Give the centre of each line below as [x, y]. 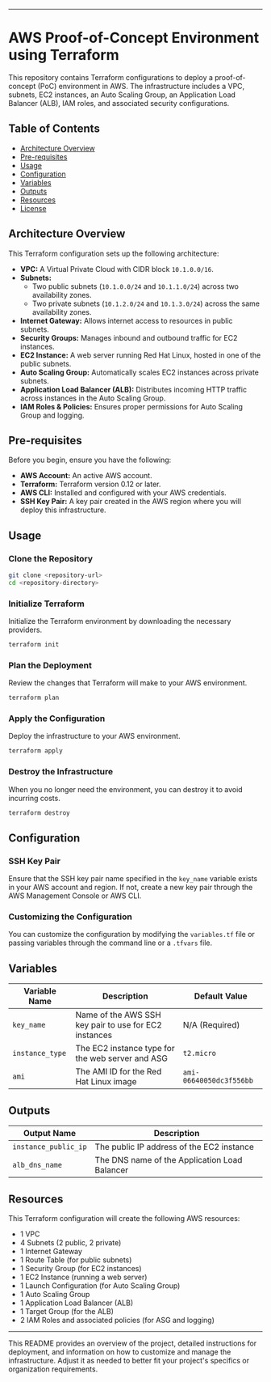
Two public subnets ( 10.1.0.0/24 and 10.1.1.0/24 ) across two [135, 286]
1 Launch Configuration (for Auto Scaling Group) [100, 1285]
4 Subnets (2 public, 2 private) [71, 1242]
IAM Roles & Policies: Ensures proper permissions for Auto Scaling [131, 406]
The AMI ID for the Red [119, 1071]
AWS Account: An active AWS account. [86, 476]
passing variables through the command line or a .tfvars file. [110, 943]
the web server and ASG [121, 1058]
